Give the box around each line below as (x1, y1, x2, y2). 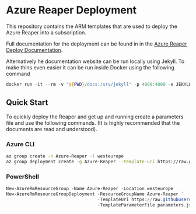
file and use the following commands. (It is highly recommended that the (6, 119, 180, 126)
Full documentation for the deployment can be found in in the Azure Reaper (6, 40, 188, 47)
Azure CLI (6, 140, 35, 148)
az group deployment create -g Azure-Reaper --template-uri (6, 159, 156, 164)
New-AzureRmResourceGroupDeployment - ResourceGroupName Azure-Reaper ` (6, 191, 184, 197)
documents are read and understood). (6, 125, 97, 132)
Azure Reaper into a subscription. (6, 29, 86, 36)
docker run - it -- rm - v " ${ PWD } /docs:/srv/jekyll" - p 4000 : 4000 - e (6, 81, 174, 87)
